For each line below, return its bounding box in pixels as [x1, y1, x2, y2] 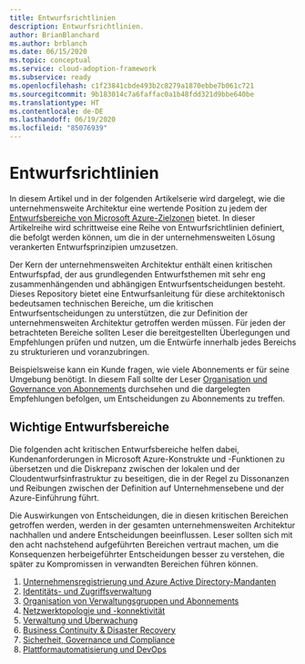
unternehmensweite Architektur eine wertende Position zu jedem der [9, 202, 268, 213]
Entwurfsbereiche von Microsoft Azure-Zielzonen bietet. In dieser [9, 212, 256, 223]
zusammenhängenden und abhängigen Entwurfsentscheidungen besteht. [9, 278, 286, 289]
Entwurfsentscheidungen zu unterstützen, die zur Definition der [9, 307, 249, 318]
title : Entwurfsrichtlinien [9, 13, 117, 23]
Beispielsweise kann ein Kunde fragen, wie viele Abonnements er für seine [9, 364, 290, 375]
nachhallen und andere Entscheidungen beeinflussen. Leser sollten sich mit [9, 529, 293, 540]
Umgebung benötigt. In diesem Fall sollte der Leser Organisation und [9, 373, 268, 384]
